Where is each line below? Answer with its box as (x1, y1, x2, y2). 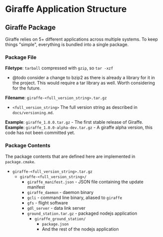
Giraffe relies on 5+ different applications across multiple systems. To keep (5, 36, 158, 42)
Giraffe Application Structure (5, 3, 127, 15)
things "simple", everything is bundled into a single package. (5, 42, 129, 47)
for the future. (12, 85, 41, 91)
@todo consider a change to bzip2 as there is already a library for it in (12, 75, 155, 81)
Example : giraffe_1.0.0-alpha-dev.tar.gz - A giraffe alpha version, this (5, 125, 153, 131)
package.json (42, 222, 69, 227)
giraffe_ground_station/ (34, 216, 86, 221)
